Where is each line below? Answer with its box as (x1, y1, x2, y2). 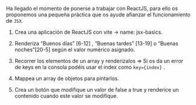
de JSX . (6, 17, 23, 24)
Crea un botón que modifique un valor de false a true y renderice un (14, 86, 179, 93)
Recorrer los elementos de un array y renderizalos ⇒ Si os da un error (14, 58, 184, 64)
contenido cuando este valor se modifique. (14, 93, 118, 99)
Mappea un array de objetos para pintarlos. (14, 75, 119, 82)
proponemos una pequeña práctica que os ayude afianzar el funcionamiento (6, 11, 191, 18)
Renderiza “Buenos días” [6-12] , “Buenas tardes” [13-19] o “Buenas (14, 40, 178, 47)
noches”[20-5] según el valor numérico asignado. (14, 46, 135, 53)
